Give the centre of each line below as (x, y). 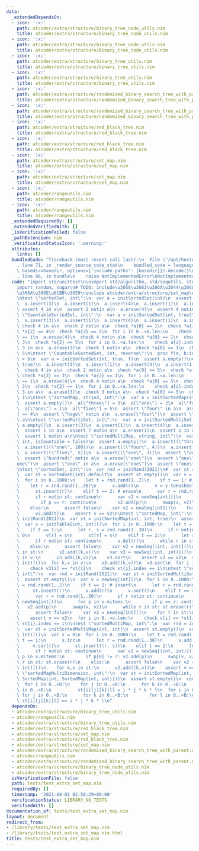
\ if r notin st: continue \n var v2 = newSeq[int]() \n (99, 497)
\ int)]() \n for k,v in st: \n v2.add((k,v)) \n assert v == (106, 668)
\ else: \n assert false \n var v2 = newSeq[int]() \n (97, 508)
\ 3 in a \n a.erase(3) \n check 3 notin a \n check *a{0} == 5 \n (100, 392)
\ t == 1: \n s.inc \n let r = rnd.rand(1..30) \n (90, 640)
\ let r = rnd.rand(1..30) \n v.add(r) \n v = (90, 486)
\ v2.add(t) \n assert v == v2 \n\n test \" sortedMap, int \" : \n (105, 514)
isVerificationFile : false (45, 778)
